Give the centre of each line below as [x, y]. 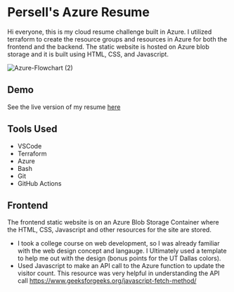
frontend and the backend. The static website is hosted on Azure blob [108, 46]
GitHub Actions [39, 183]
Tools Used [32, 129]
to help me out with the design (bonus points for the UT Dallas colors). [119, 258]
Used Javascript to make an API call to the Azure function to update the [121, 266]
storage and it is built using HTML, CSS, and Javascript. [88, 54]
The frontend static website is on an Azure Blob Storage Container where [113, 222]
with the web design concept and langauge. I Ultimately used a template [122, 251]
